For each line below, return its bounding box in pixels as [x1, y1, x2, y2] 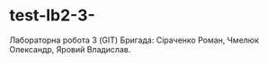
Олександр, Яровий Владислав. [9, 43, 131, 54]
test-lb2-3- [9, 5, 96, 26]
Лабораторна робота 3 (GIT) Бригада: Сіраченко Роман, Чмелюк [9, 35, 259, 45]
